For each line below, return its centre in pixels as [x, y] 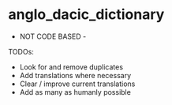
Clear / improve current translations [77, 84]
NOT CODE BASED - [53, 36]
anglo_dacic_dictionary [86, 15]
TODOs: [21, 51]
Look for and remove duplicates [71, 67]
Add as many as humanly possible [75, 92]
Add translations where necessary [75, 75]
